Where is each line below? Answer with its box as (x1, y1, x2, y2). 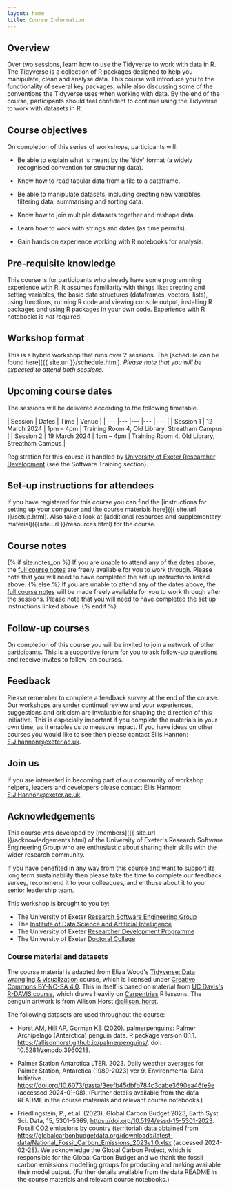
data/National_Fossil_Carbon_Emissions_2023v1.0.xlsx (17, 1138, 172, 1147)
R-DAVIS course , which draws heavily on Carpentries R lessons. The (7, 989, 202, 998)
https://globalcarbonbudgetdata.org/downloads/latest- (17, 1131, 174, 1139)
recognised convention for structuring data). (17, 163, 143, 172)
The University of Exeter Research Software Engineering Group (17, 913, 197, 921)
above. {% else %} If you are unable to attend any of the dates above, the (7, 580, 216, 588)
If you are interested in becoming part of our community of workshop (7, 775, 204, 784)
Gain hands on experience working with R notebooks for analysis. (17, 237, 204, 246)
